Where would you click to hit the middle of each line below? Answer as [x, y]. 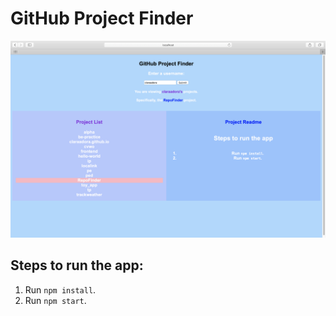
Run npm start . [55, 300]
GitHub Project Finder [102, 18]
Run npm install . [60, 289]
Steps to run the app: [77, 265]
